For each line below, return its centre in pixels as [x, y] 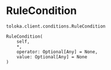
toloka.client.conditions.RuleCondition [56, 26]
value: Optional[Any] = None [52, 57]
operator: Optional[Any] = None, [57, 52]
